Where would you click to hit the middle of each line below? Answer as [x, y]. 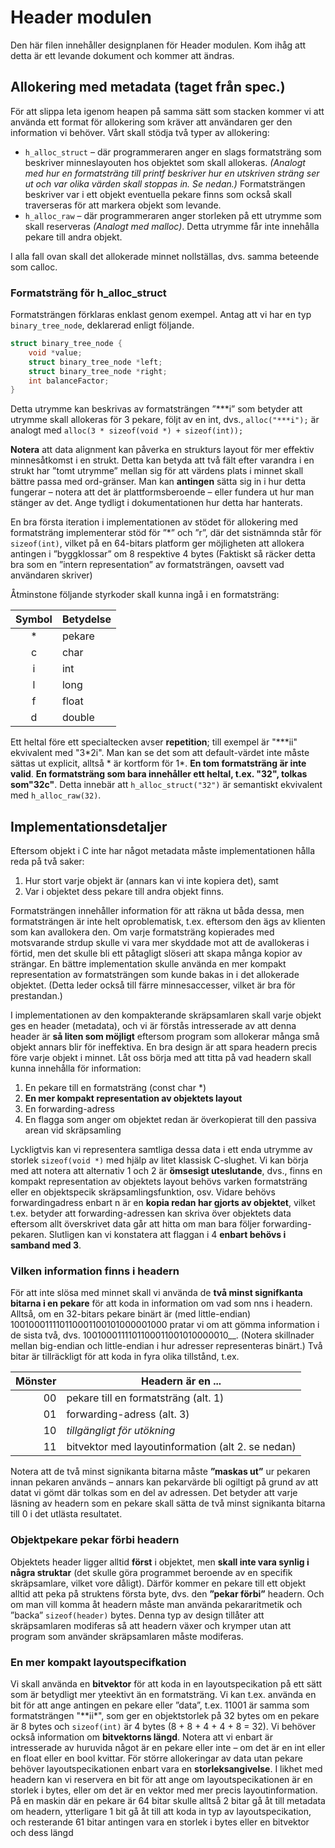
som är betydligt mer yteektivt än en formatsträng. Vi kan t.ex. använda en [163, 1694]
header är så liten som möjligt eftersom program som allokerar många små [165, 1037]
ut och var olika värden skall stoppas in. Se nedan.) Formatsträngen [165, 183]
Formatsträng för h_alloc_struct [88, 293]
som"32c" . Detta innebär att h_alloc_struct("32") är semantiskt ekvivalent [166, 785]
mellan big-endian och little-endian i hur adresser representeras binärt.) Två [166, 1346]
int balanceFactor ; [69, 381]
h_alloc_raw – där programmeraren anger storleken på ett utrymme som [173, 215]
